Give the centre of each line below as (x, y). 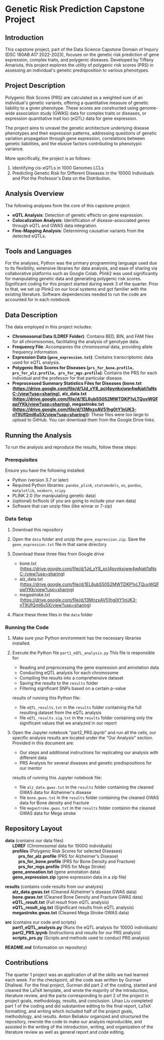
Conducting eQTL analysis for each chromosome (69, 672)
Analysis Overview (35, 194)
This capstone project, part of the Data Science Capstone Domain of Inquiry (82, 49)
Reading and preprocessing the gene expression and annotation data (89, 667)
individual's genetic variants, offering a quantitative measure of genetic (77, 103)
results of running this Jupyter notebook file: (57, 777)
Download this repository (37, 529)
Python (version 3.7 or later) (40, 480)
